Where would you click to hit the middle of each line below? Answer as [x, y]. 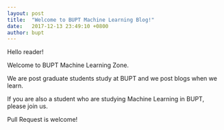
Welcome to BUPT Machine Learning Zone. [68, 65]
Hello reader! [25, 52]
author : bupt [26, 32]
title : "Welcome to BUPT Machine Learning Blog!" [81, 20]
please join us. [27, 106]
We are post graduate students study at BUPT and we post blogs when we [112, 79]
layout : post [26, 13]
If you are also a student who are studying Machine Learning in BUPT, [105, 99]
